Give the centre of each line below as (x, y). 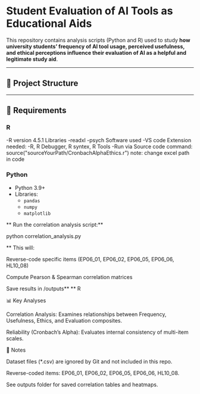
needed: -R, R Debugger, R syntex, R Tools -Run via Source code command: (99, 146)
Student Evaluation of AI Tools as (90, 11)
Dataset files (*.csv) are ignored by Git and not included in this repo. (89, 361)
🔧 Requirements (36, 110)
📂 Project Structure (42, 84)
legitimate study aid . (32, 59)
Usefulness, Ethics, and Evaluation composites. (64, 320)
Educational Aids (49, 24)
